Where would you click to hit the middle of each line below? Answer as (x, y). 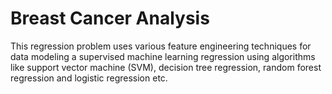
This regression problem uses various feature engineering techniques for (161, 46)
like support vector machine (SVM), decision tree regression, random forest (166, 67)
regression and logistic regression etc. (89, 78)
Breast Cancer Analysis (110, 18)
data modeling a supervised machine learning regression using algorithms (163, 56)
